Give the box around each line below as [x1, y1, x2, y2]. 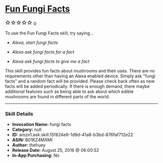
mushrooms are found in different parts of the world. [5, 93, 110, 99]
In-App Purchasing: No [12, 152, 60, 159]
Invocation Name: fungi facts [12, 122, 71, 127]
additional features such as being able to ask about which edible [5, 89, 134, 94]
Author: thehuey [12, 142, 46, 148]
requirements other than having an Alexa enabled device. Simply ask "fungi [5, 73, 156, 79]
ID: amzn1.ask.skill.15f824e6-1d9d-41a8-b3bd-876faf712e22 [12, 132, 133, 138]
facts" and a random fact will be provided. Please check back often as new [5, 78, 155, 84]
